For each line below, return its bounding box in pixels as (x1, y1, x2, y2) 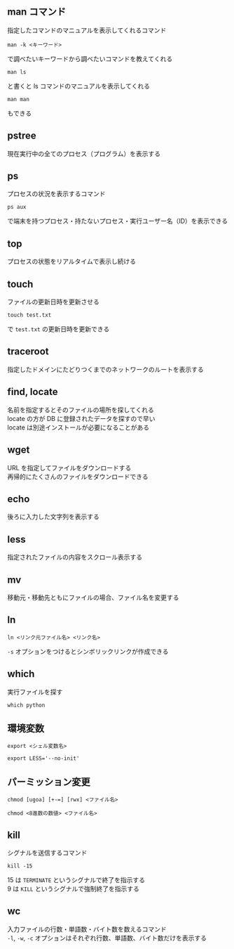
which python (7, 702, 46, 709)
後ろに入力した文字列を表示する (7, 512, 99, 521)
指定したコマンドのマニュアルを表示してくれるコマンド (7, 26, 167, 34)
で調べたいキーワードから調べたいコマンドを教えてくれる (7, 54, 173, 63)
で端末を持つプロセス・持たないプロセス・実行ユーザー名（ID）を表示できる (7, 217, 228, 226)
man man (7, 96, 30, 103)
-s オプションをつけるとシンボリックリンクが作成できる (7, 647, 169, 655)
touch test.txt (7, 311, 52, 319)
